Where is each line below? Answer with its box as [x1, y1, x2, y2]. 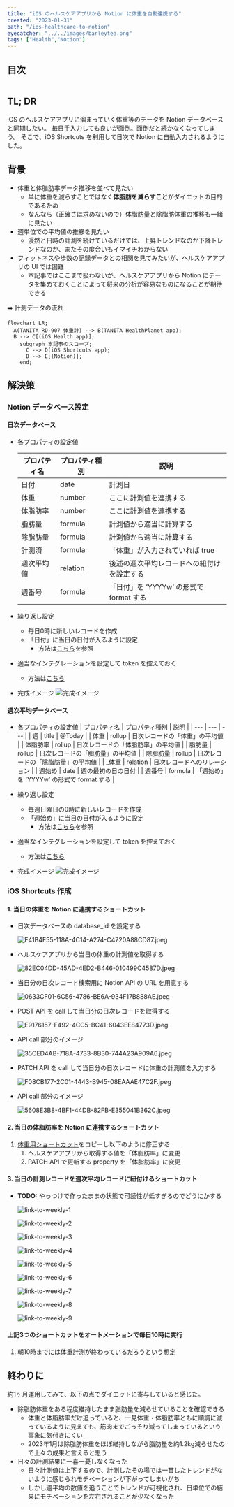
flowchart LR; [7, 319, 49, 326]
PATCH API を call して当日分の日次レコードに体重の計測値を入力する [17, 1064, 217, 1072]
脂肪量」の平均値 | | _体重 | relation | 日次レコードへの [47, 758, 203, 766]
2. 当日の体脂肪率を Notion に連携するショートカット [7, 1123, 159, 1131]
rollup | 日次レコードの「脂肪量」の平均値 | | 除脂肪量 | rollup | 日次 [17, 749, 210, 758]
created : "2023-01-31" [7, 17, 73, 24]
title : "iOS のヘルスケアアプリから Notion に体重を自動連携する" [7, 10, 182, 17]
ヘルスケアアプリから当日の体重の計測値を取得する [17, 950, 164, 958]
